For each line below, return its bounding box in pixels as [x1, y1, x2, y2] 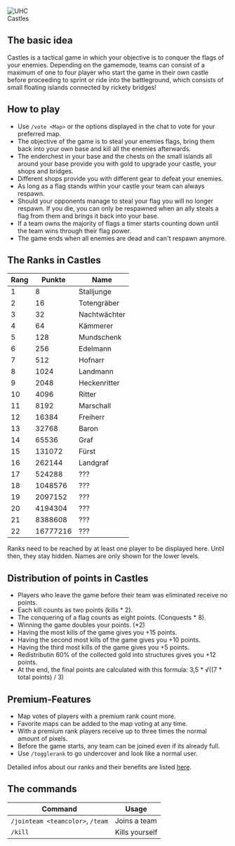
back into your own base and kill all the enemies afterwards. [17, 144, 192, 153]
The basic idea [7, 34, 73, 46]
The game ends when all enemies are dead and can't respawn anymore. [17, 234, 227, 242]
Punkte [41, 275, 66, 285]
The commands [7, 783, 77, 795]
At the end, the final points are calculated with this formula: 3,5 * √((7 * [17, 666, 222, 674]
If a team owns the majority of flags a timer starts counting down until [17, 219, 219, 227]
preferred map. [17, 129, 62, 138]
